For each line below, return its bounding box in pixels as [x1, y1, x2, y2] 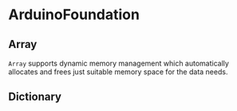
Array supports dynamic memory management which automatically [8, 58, 230, 68]
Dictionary [8, 90, 62, 104]
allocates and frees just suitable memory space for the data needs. [8, 67, 228, 77]
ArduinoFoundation [8, 6, 140, 24]
